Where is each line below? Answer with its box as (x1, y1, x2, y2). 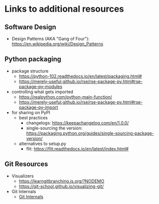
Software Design (4, 23, 56, 31)
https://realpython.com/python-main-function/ (18, 94, 112, 100)
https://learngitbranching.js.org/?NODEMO (18, 178, 105, 184)
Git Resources (4, 160, 48, 168)
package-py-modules (18, 83, 63, 89)
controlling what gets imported (11, 89, 73, 95)
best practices (18, 115, 48, 121)
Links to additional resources (4, 3, 124, 15)
